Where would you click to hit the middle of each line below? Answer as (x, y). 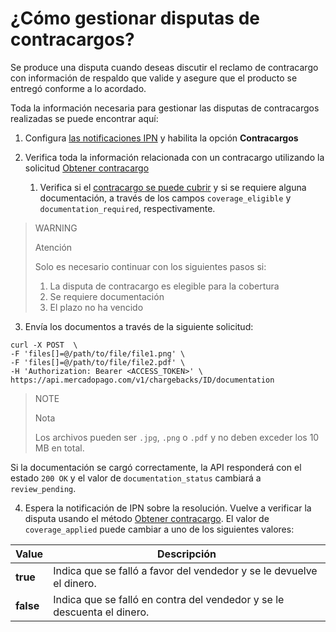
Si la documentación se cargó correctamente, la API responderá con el (156, 467)
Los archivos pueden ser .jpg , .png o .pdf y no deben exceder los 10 (177, 437)
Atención (53, 247)
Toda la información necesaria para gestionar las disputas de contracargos (165, 108)
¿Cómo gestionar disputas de (135, 18)
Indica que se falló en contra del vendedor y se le (169, 599)
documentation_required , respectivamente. (127, 208)
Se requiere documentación (107, 296)
